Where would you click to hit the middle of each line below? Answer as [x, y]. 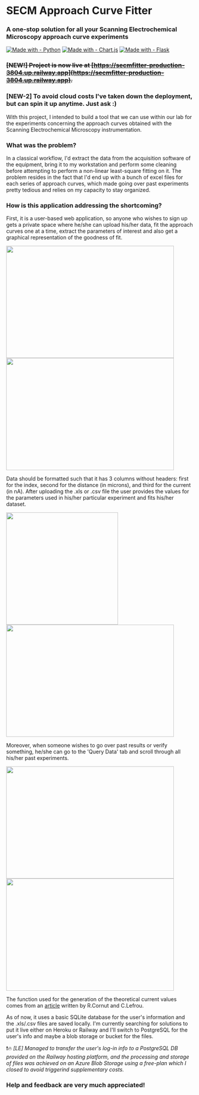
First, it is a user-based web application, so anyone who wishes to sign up [97, 218]
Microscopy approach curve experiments [67, 37]
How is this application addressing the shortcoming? [84, 205]
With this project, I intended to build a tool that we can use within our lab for [99, 117]
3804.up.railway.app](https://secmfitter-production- [85, 73]
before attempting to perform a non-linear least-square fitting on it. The [94, 171]
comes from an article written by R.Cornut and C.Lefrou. [75, 1006]
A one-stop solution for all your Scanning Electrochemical [92, 29]
